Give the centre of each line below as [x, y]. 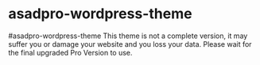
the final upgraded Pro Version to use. [70, 52]
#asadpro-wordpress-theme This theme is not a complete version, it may [128, 36]
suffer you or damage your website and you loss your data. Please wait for [130, 44]
